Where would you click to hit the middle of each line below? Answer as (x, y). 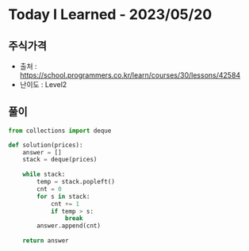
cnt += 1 (65, 203)
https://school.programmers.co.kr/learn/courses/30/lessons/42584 (130, 75)
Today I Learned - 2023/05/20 (110, 15)
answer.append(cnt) (69, 226)
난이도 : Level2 (43, 84)
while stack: (44, 175)
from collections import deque (60, 131)
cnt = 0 (49, 189)
